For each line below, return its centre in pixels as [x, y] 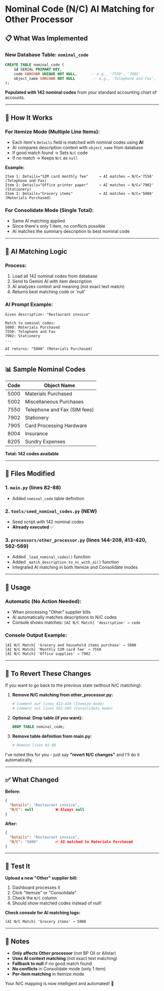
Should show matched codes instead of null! [57, 903]
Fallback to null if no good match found [52, 964]
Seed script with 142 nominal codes [48, 522]
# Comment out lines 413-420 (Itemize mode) [58, 704]
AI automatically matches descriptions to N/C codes [64, 617]
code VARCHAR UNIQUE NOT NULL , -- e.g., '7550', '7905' [77, 74]
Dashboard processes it [36, 887]
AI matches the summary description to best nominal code [71, 231]
